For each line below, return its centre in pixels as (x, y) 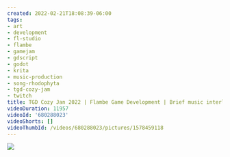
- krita (18, 70)
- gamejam (21, 52)
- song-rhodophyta (33, 83)
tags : (15, 20)
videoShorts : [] (30, 121)
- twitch (20, 96)
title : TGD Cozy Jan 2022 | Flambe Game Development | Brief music (105, 102)
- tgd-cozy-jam (29, 89)
